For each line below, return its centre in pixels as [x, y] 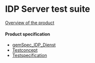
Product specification [28, 34]
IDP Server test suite [48, 9]
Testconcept [25, 50]
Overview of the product [30, 23]
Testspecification [30, 56]
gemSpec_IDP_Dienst [34, 45]
